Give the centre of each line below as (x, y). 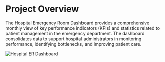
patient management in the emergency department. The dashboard (75, 33)
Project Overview (42, 9)
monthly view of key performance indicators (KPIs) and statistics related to (82, 28)
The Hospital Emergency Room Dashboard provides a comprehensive (77, 23)
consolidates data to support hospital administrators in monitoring (73, 39)
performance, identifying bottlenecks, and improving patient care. (73, 44)
